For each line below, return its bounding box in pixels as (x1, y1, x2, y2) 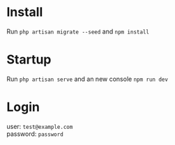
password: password (6, 130, 63, 138)
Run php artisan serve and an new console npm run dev (6, 75, 169, 83)
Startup (6, 52, 52, 68)
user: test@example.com (6, 122, 73, 130)
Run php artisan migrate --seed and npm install (6, 27, 149, 36)
